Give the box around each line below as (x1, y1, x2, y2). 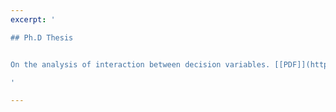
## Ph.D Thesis (10, 32, 74, 43)
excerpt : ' (10, 14, 56, 25)
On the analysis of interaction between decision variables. (10, 59, 271, 70)
